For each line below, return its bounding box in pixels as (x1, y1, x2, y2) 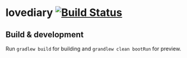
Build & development (5, 30, 84, 40)
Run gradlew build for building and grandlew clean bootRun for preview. (5, 45, 182, 52)
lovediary (5, 6, 53, 20)
